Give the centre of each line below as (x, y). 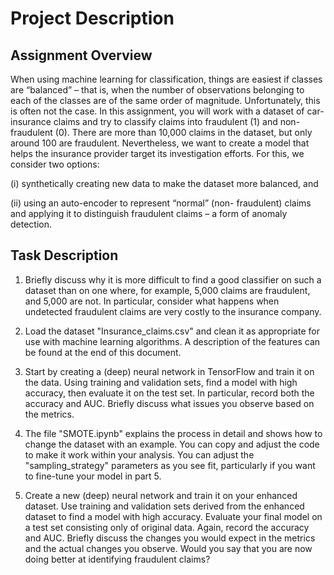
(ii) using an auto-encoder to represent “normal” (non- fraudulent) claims (161, 203)
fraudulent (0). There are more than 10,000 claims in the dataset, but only (161, 132)
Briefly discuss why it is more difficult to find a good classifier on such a (173, 279)
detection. (31, 224)
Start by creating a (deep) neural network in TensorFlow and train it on (169, 371)
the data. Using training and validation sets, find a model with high (161, 382)
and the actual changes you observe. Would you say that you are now (168, 548)
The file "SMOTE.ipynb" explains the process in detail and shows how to (173, 433)
